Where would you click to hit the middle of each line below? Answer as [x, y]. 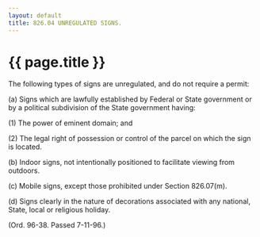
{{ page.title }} [57, 62]
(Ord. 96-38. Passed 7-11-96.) [57, 225]
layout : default [35, 15]
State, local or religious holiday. [59, 210]
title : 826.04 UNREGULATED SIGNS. [65, 23]
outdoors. [24, 170]
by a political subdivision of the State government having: [102, 108]
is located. [25, 147]
